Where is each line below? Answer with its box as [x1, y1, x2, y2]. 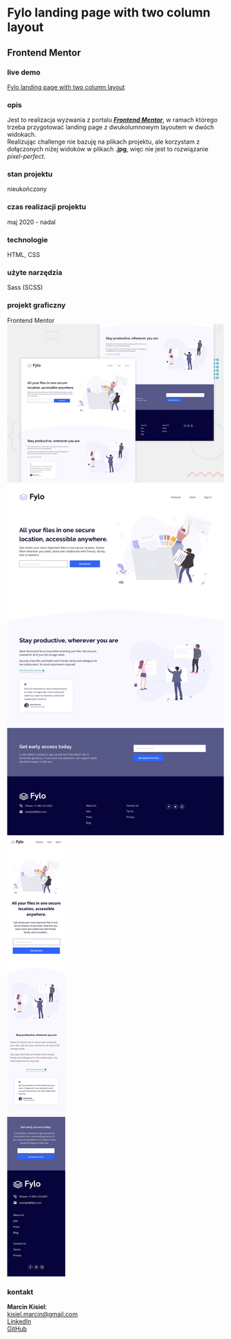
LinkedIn [7, 1318, 32, 1326]
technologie [7, 235, 48, 245]
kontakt [7, 1287, 34, 1297]
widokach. [7, 131, 36, 139]
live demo [7, 67, 41, 77]
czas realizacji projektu [7, 202, 87, 212]
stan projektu [7, 170, 53, 179]
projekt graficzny [7, 300, 66, 310]
